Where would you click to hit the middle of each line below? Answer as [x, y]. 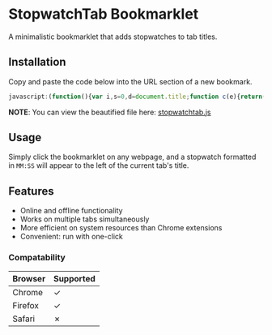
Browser [29, 278]
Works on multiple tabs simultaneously [85, 219]
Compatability [37, 258]
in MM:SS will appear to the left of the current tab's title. [99, 165]
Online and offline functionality [71, 211]
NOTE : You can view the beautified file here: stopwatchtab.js [110, 112]
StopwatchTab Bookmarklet [104, 14]
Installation [37, 62]
